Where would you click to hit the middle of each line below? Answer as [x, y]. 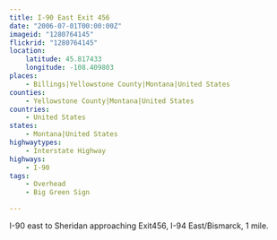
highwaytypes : [36, 142]
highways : [28, 159]
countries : [30, 109]
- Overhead [46, 184]
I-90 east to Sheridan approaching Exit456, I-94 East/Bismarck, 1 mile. [139, 226]
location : [28, 51]
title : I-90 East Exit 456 [60, 17]
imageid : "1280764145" [52, 34]
